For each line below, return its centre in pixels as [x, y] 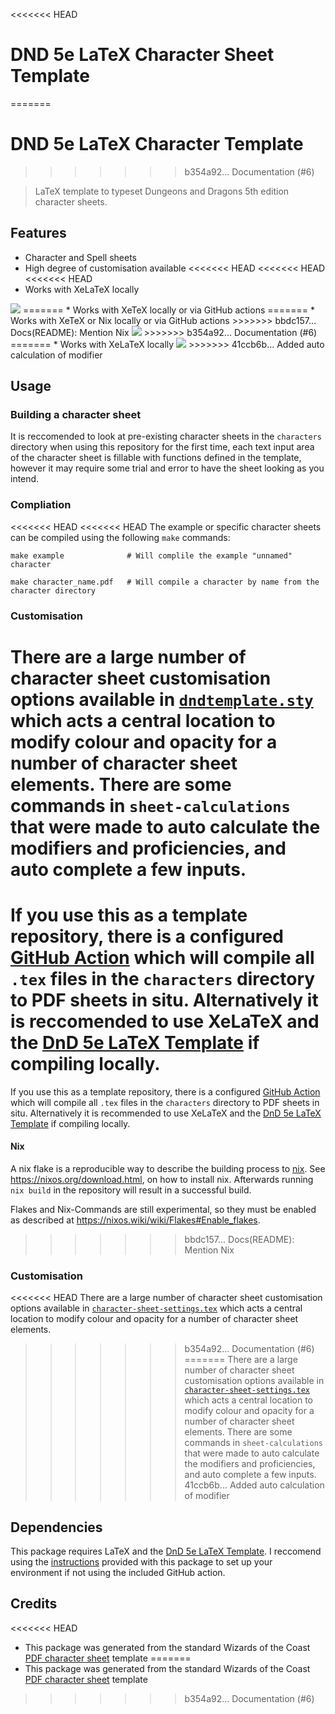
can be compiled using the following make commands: [120, 537]
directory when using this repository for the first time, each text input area [162, 447]
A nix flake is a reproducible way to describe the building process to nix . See [168, 1168]
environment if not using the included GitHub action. [118, 1573]
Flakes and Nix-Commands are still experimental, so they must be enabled [163, 1209]
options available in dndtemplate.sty [162, 699]
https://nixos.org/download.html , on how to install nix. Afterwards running [162, 1179]
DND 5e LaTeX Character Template [157, 144]
